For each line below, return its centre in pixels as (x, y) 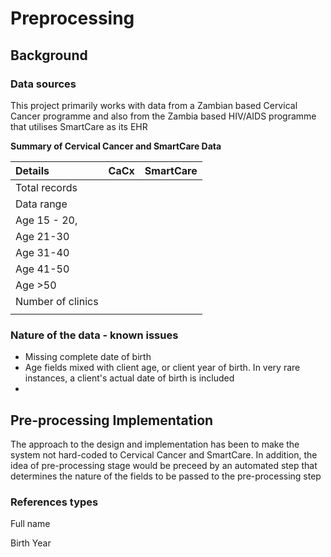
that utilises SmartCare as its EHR (79, 126)
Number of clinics (57, 301)
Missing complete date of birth (88, 357)
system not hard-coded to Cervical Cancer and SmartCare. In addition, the (164, 454)
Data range (41, 204)
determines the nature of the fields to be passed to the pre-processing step (166, 476)
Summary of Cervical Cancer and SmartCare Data (116, 146)
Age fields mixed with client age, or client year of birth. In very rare (162, 368)
